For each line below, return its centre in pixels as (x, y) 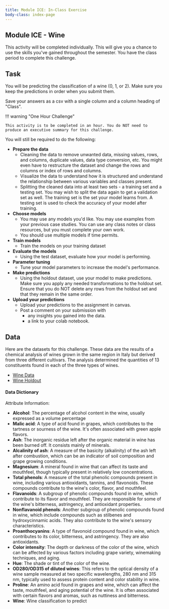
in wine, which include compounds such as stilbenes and (72, 515)
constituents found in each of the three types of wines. (62, 365)
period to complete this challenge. (41, 58)
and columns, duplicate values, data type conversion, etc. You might (91, 160)
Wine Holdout (27, 380)
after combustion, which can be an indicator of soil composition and (83, 456)
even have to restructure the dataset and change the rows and (85, 165)
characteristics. (29, 526)
